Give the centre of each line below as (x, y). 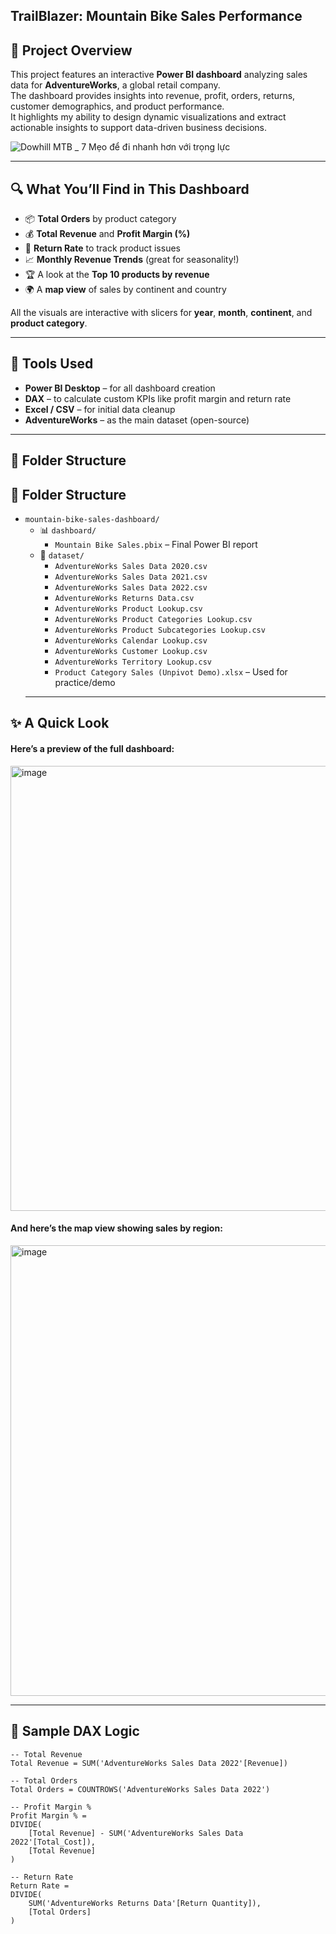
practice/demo (85, 683)
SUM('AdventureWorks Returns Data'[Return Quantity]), (145, 1903)
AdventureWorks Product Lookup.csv (128, 609)
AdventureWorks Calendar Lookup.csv (131, 641)
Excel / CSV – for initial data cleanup (100, 409)
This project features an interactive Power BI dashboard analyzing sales (159, 75)
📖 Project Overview (71, 50)
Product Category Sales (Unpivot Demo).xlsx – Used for (171, 672)
